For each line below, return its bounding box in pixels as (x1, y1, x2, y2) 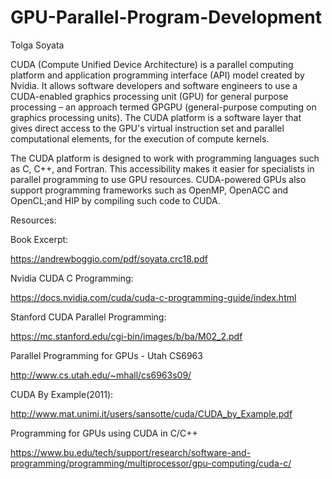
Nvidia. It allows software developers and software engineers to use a (10, 79, 298, 91)
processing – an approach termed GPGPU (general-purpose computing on (10, 101, 317, 113)
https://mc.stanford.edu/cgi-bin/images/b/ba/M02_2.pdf (10, 330, 243, 342)
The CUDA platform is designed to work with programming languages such (10, 152, 320, 164)
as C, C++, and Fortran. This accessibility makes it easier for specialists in (10, 162, 315, 175)
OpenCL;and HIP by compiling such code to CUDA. (10, 194, 221, 206)
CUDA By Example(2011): (10, 388, 114, 400)
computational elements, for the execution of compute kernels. (10, 132, 270, 145)
